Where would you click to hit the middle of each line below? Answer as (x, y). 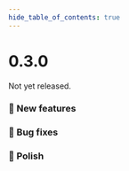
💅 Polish (26, 156)
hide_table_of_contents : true (64, 17)
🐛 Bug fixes (33, 132)
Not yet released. (40, 86)
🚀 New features (42, 109)
